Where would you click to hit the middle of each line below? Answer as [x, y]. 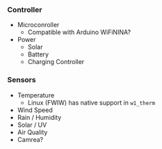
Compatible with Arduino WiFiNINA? [79, 32]
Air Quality [32, 132]
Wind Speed [35, 110]
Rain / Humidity [39, 117]
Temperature [36, 95]
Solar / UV [32, 125]
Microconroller [38, 25]
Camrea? [30, 139]
